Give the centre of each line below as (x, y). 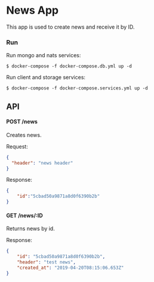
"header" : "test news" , (47, 262)
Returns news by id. (30, 229)
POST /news (22, 122)
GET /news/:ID (24, 215)
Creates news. (24, 135)
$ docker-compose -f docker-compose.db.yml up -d (69, 66)
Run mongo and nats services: (44, 55)
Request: (17, 146)
